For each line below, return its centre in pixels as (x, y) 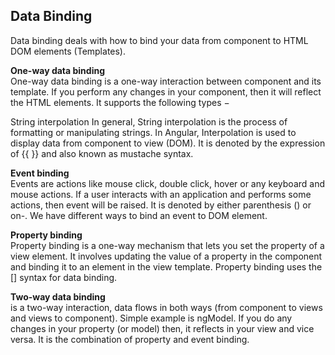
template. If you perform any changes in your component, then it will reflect (166, 91)
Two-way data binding (58, 296)
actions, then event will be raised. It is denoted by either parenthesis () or (161, 205)
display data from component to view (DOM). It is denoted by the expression (168, 143)
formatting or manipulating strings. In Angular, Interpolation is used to (153, 132)
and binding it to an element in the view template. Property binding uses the (166, 266)
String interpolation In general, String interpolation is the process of (149, 121)
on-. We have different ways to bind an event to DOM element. (139, 215)
